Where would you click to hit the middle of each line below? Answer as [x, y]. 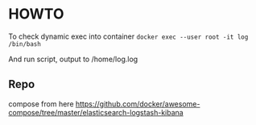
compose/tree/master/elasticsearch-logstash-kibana [96, 112]
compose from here [41, 104]
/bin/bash [25, 44]
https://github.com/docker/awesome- [138, 104]
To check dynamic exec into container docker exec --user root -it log [128, 36]
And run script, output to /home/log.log [73, 59]
